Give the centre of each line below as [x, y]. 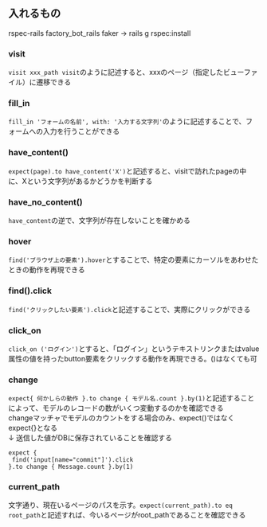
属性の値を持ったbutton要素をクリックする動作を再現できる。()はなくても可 [133, 358]
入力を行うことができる [81, 131]
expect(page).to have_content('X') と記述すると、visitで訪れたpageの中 [128, 171]
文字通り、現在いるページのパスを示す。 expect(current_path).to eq [120, 505]
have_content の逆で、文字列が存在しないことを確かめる [100, 220]
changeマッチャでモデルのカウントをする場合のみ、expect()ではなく [122, 418]
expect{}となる [33, 428]
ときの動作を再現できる [47, 270]
